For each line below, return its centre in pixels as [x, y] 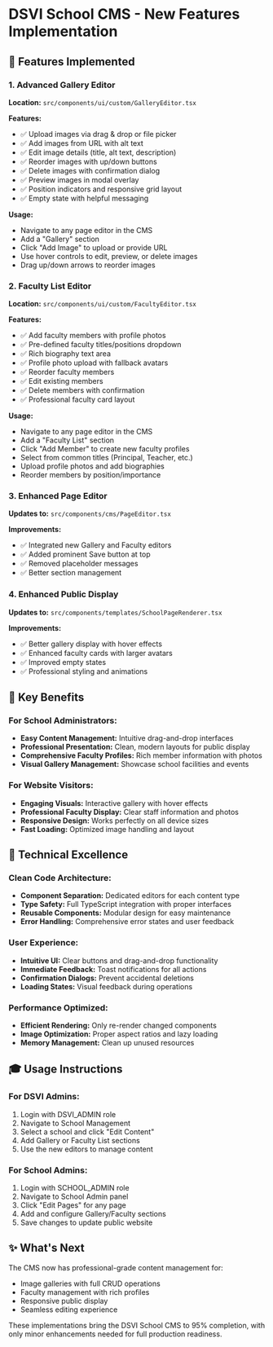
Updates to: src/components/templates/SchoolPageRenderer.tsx [115, 612]
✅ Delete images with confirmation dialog [90, 170]
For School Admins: [48, 1170]
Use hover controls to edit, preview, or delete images [109, 256]
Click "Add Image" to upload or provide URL [94, 247]
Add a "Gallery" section [60, 239]
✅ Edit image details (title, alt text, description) [98, 152]
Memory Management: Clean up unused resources [107, 1043]
